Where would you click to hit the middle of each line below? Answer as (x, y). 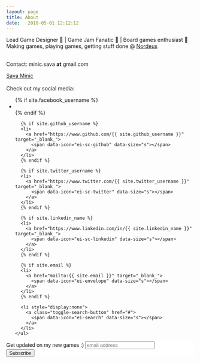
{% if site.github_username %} (60, 124)
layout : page (22, 12)
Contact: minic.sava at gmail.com (47, 64)
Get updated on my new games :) (45, 345)
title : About (22, 17)
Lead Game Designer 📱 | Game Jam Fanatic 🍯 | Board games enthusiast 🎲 (97, 40)
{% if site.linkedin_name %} (57, 218)
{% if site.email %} (46, 265)
